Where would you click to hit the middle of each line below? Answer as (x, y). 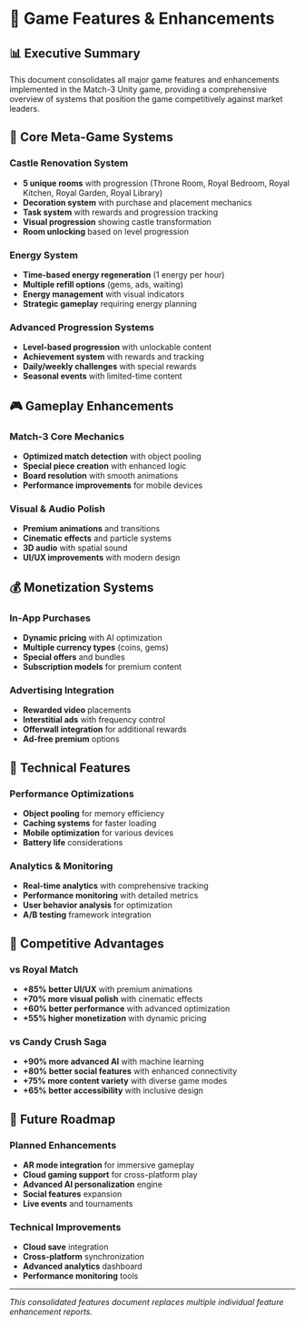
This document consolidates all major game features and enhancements (144, 80)
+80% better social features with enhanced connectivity (130, 1071)
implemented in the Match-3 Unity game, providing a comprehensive (138, 89)
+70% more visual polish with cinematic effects (113, 998)
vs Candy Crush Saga (58, 1041)
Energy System (44, 255)
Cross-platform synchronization (84, 1257)
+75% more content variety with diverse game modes (125, 1081)
